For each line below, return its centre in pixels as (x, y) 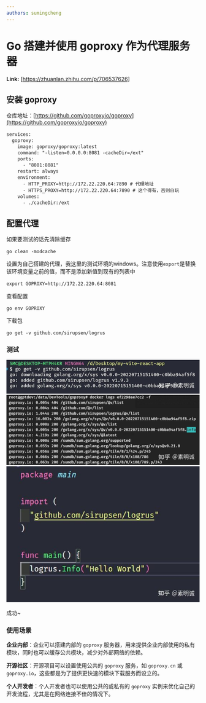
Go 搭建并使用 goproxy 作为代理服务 (98, 46)
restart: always (38, 171)
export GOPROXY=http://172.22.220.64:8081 (61, 284)
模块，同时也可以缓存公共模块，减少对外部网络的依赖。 (76, 652)
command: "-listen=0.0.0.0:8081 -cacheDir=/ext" (81, 153)
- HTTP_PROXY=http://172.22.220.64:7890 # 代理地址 (88, 184)
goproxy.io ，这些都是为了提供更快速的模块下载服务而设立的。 (85, 673)
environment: (34, 178)
